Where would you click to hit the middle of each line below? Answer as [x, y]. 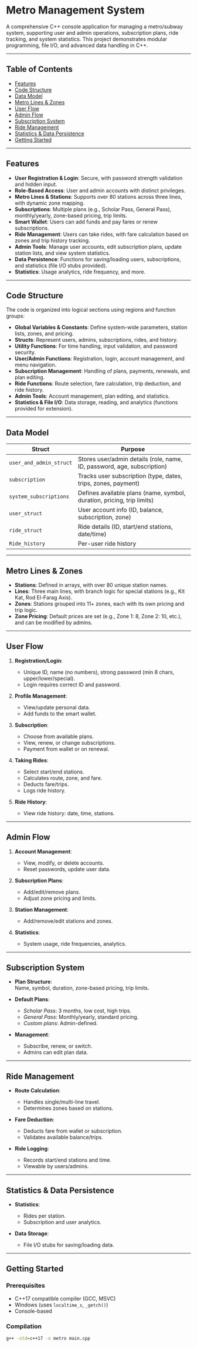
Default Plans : [32, 999]
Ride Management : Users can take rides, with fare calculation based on [101, 234]
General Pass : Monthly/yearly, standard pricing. [81, 1017]
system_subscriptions [39, 497]
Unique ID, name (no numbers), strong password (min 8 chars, [99, 672]
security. [25, 352]
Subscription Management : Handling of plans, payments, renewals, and [102, 371]
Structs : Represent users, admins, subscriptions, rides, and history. [96, 340]
